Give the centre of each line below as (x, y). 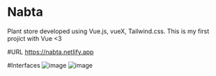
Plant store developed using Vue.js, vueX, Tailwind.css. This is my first (108, 31)
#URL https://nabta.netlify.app (51, 52)
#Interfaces (24, 65)
